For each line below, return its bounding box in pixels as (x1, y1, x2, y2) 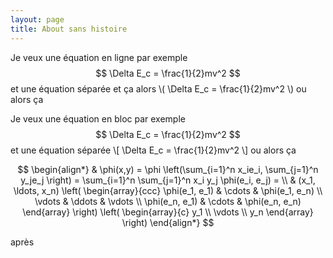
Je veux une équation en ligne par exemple (10, 51, 188, 63)
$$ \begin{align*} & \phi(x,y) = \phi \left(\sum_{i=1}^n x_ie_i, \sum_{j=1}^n (17, 163, 319, 175)
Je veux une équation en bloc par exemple (10, 112, 186, 125)
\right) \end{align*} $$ (121, 216, 215, 228)
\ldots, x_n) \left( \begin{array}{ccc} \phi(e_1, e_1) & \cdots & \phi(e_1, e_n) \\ (13, 184, 323, 196)
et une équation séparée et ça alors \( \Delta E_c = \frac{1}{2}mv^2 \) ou (10, 82, 307, 95)
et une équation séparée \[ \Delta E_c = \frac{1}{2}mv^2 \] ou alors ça (10, 144, 297, 156)
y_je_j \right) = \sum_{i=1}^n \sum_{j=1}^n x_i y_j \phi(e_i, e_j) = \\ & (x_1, (20, 174, 316, 186)
